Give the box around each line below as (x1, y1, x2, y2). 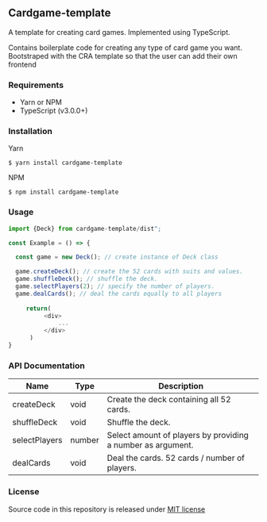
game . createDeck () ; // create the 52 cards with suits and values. (15, 267, 244, 276)
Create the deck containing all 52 (106, 394, 232, 405)
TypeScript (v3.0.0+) (19, 106, 88, 116)
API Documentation (8, 360, 86, 371)
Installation (8, 126, 53, 137)
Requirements (8, 79, 64, 90)
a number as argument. (106, 439, 194, 451)
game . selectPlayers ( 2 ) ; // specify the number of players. (15, 282, 215, 290)
